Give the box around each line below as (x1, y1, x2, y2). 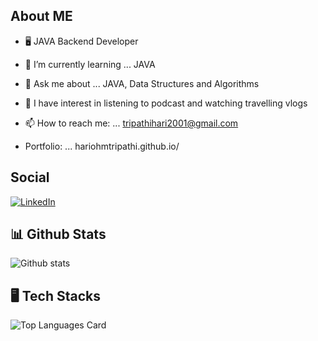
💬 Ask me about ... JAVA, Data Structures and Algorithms (24, 77, 260, 89)
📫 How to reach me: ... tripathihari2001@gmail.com (24, 117, 239, 129)
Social (10, 169, 50, 186)
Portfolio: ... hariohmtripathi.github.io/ (24, 140, 180, 152)
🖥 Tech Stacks (10, 287, 101, 304)
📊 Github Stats (10, 226, 107, 243)
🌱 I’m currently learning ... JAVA (24, 58, 156, 70)
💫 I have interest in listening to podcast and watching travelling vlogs (24, 97, 308, 109)
